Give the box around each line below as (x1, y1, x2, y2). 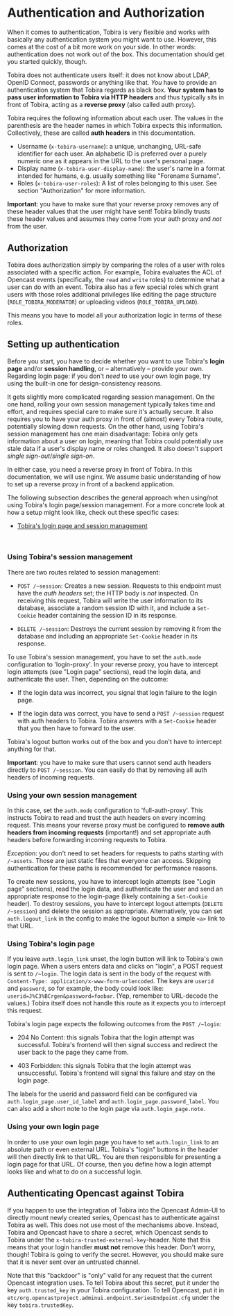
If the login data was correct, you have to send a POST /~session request (17, 709, 224, 717)
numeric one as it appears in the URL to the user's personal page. (17, 156, 205, 165)
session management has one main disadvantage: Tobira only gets (7, 429, 198, 438)
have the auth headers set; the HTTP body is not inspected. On (17, 589, 199, 597)
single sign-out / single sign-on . (7, 452, 95, 460)
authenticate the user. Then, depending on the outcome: (7, 675, 169, 683)
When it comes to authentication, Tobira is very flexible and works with (7, 28, 210, 36)
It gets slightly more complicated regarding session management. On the (7, 393, 215, 401)
